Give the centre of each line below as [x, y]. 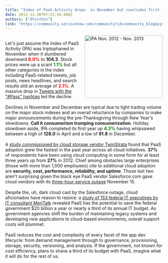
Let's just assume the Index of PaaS [42, 44]
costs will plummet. [25, 224]
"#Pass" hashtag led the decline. [39, 97]
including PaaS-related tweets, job [41, 75]
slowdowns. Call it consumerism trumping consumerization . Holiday [77, 123]
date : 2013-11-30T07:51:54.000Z [39, 15]
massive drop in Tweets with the [38, 91]
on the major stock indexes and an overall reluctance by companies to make [83, 113]
